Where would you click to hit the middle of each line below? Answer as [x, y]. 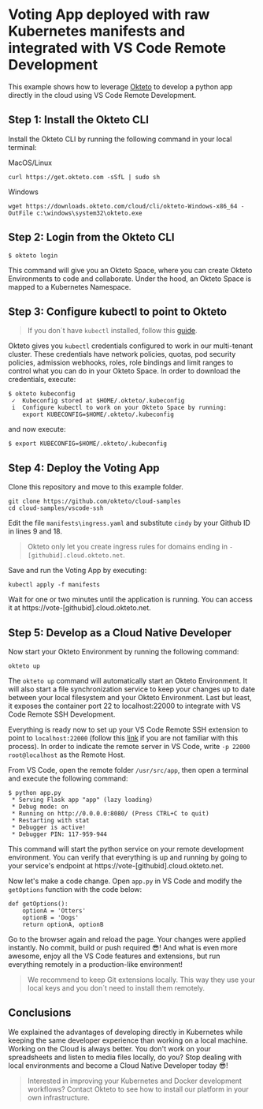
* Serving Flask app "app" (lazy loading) [82, 800]
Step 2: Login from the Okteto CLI [91, 237]
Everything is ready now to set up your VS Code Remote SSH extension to [128, 729]
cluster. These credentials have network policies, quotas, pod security [122, 354]
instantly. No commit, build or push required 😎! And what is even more [123, 948]
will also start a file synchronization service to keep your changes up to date [132, 689]
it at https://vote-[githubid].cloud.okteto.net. [80, 608]
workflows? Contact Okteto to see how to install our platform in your [138, 1089]
